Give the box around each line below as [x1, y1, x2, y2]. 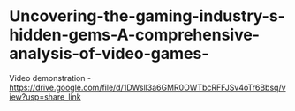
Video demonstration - [9, 72, 91, 83]
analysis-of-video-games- [9, 44, 209, 63]
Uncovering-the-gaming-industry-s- [9, 6, 285, 26]
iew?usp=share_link [9, 91, 81, 102]
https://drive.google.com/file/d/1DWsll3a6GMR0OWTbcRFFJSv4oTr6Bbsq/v [9, 82, 286, 92]
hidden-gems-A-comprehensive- [9, 25, 261, 45]
